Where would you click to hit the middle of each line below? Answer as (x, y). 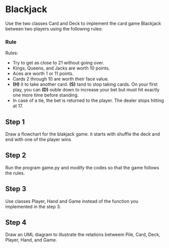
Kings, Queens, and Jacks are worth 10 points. (61, 68)
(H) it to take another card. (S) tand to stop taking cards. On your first (85, 84)
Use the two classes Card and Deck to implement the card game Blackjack (83, 23)
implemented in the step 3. (33, 206)
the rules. (15, 173)
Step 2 (16, 155)
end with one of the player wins (38, 139)
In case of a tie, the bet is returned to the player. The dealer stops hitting (88, 100)
